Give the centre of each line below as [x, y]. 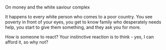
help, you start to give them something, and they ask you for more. [73, 27]
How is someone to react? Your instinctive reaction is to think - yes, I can [80, 37]
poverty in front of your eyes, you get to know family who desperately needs [83, 22]
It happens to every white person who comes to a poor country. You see [79, 17]
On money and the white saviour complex [48, 7]
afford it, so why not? [27, 42]
